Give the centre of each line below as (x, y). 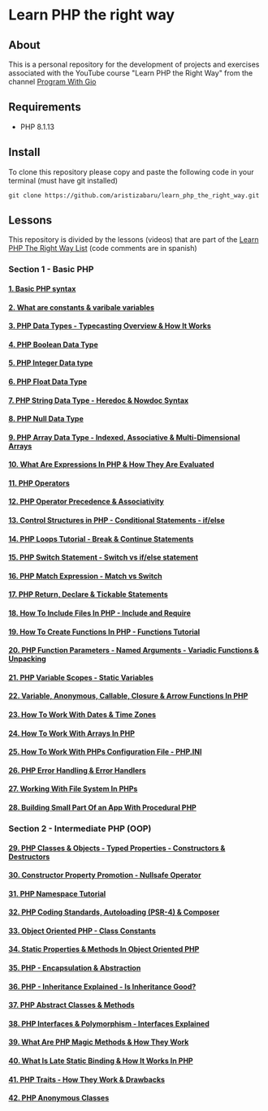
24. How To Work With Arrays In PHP (72, 733)
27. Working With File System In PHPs (73, 789)
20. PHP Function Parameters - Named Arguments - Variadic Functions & (134, 651)
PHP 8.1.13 (37, 127)
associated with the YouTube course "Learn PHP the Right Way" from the (131, 73)
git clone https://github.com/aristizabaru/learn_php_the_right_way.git (134, 195)
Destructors (29, 856)
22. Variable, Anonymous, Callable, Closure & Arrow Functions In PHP (128, 696)
